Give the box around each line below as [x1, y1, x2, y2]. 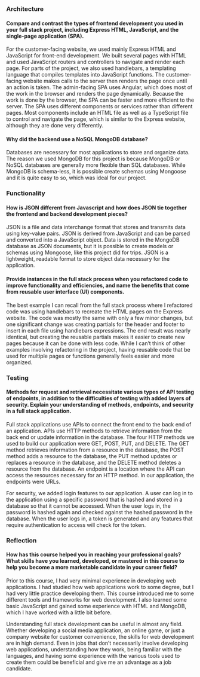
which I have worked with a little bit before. [6, 609, 112, 616]
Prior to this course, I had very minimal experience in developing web [6, 577, 177, 584]
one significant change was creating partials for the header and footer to [6, 321, 185, 328]
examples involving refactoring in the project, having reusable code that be [6, 346, 190, 353]
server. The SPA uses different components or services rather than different [6, 103, 193, 110]
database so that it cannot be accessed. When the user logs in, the [6, 502, 171, 510]
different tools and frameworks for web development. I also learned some [6, 596, 187, 603]
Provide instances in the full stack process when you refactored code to [6, 276, 188, 283]
